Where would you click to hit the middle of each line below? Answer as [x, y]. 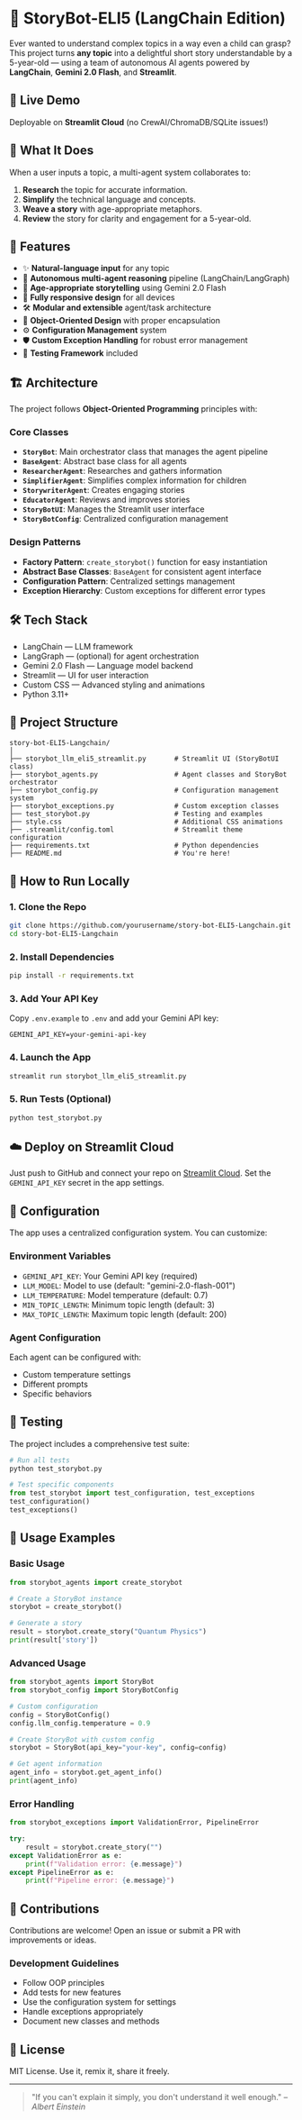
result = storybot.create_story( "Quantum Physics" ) [108, 1632]
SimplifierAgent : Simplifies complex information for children [134, 480]
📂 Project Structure [64, 722]
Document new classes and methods [91, 2021]
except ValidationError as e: [66, 1855]
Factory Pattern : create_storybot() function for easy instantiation [145, 561]
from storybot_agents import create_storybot [96, 1582]
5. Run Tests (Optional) [61, 1099]
